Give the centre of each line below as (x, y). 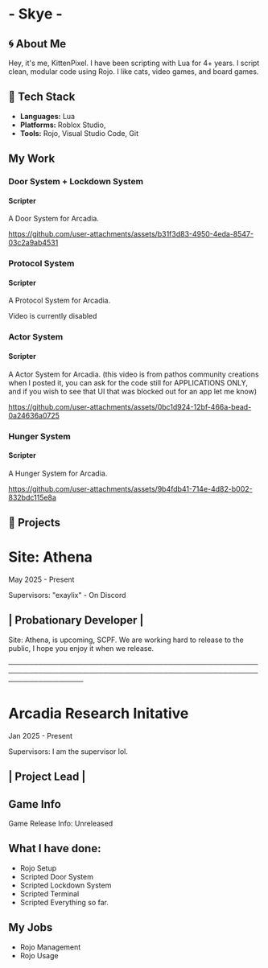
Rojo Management (50, 947)
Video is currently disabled (53, 316)
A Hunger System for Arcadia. (58, 473)
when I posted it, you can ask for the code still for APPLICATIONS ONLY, (128, 382)
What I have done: (55, 849)
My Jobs (31, 927)
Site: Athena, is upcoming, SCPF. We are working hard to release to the (126, 640)
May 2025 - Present (41, 579)
